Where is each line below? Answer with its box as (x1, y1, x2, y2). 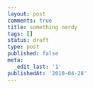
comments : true (7, 17, 53, 24)
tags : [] (7, 30, 33, 38)
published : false (7, 50, 59, 57)
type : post (7, 43, 40, 50)
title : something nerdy (7, 23, 78, 31)
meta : (7, 57, 23, 64)
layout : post (7, 10, 46, 18)
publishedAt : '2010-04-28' (7, 70, 87, 77)
